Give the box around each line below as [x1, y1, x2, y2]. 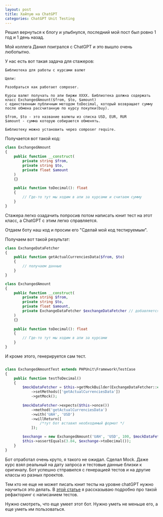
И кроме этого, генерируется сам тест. [5, 353, 86, 359]
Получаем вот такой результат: [5, 236, 70, 242]
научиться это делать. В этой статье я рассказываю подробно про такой [5, 486, 157, 492]
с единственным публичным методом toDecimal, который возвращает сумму [5, 102, 153, 107]
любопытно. [5, 49, 31, 55]
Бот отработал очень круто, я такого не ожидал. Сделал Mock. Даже [5, 456, 149, 462]
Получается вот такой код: [5, 136, 61, 141]
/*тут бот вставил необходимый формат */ [39, 421, 125, 426]
